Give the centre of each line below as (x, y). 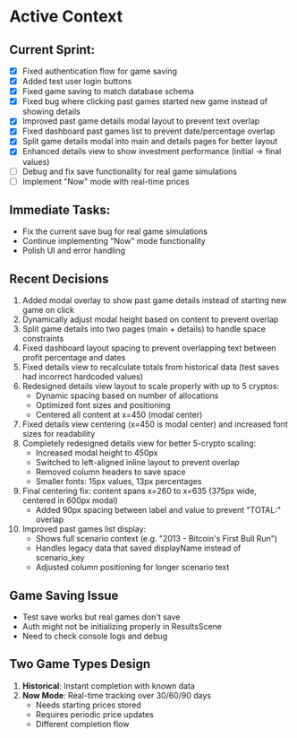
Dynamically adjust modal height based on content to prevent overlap (150, 319)
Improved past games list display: (84, 529)
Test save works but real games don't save (101, 617)
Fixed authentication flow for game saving (99, 71)
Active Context (66, 17)
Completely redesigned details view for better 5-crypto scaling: (139, 443)
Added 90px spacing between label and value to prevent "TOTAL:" (158, 510)
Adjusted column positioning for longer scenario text (132, 568)
